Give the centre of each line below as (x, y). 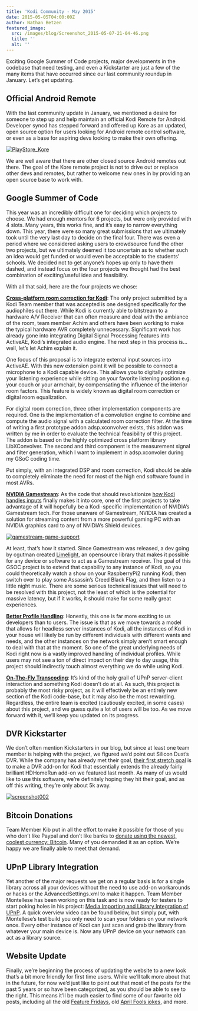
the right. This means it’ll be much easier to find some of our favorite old (94, 995)
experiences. (22, 605)
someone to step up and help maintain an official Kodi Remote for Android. (96, 119)
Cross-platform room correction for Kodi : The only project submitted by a (97, 298)
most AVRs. (20, 482)
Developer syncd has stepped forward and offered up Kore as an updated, (96, 125)
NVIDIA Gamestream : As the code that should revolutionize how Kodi (91, 494)
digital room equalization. (37, 397)
